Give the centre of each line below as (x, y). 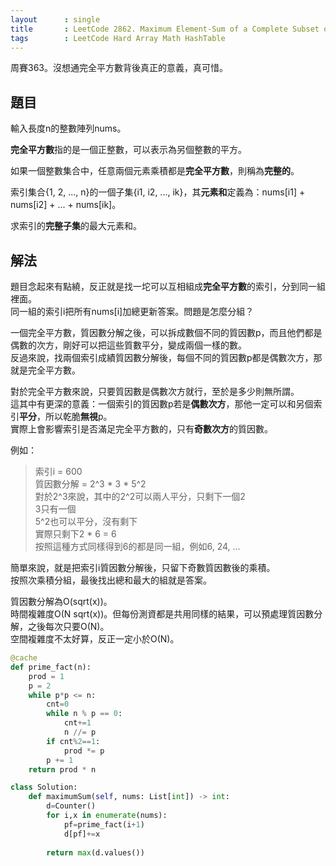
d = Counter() (71, 806)
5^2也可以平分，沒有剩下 (86, 521)
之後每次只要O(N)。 (68, 626)
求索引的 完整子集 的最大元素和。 (76, 226)
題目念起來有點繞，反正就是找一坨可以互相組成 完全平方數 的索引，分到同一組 (168, 286)
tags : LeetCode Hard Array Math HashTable (118, 38)
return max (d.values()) (95, 852)
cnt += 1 (77, 723)
